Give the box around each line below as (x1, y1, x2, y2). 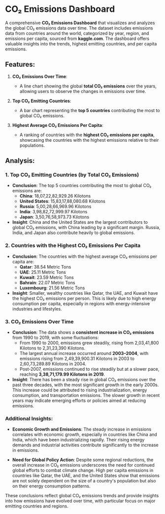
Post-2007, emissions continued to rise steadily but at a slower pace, (19, 366, 160, 372)
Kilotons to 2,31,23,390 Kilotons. (19, 345, 86, 351)
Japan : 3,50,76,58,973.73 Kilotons (19, 214, 90, 220)
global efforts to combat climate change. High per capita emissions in (12, 468, 154, 474)
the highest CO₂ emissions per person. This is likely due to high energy (12, 295, 157, 301)
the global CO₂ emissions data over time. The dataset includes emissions (5, 25, 153, 31)
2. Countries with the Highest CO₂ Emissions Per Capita (5, 242, 141, 249)
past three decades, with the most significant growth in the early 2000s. (12, 382, 159, 388)
